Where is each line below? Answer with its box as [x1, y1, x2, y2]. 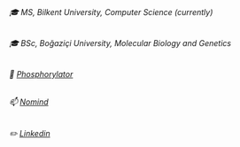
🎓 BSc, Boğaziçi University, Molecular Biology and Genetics [9, 38, 232, 49]
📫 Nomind [9, 97, 49, 107]
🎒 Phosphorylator [9, 68, 74, 79]
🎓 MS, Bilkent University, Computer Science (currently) [9, 6, 213, 17]
